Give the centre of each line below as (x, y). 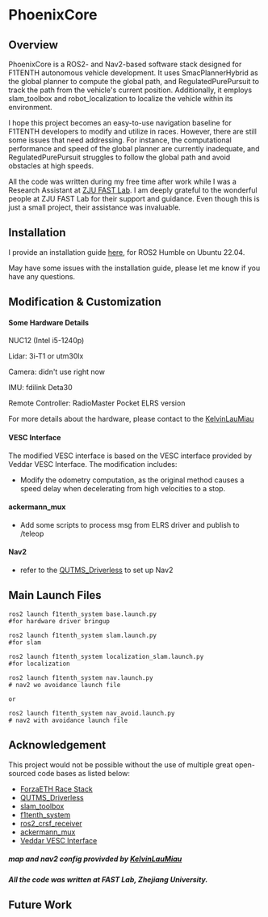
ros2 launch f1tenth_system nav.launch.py (81, 677)
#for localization (39, 664)
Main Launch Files (55, 595)
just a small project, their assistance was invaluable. (95, 207)
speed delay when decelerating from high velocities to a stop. (123, 488)
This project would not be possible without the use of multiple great (121, 764)
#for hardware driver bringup (59, 621)
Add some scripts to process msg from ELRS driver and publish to (130, 524)
